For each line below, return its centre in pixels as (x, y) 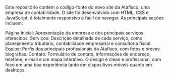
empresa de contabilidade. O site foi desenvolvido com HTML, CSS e (77, 12)
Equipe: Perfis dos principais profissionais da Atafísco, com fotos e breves (82, 49)
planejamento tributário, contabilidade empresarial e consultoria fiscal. (79, 43)
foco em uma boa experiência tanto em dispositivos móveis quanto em (79, 65)
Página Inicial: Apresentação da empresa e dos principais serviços (74, 33)
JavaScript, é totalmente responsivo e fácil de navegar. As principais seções (84, 18)
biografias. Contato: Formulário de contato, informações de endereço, (78, 54)
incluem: (14, 23)
